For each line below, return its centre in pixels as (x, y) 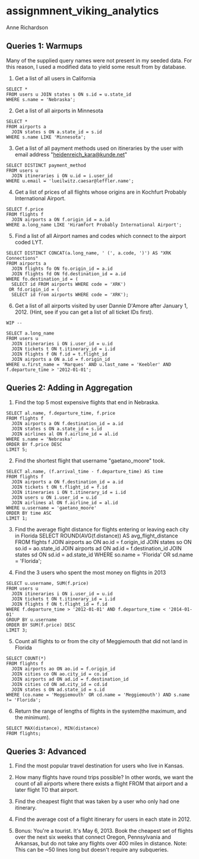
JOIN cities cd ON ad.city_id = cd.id (60, 684)
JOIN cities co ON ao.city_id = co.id (60, 674)
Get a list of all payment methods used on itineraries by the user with (99, 148)
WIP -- (14, 323)
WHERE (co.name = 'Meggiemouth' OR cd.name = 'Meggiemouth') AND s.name (98, 695)
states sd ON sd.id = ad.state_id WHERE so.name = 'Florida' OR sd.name (104, 555)
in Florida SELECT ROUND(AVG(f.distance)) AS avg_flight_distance (96, 536)
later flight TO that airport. (47, 790)
